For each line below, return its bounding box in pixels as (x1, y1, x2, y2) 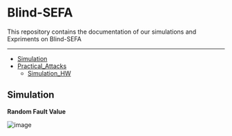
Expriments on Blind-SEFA (7, 34, 81, 43)
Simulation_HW (27, 69, 71, 77)
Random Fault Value (7, 107, 66, 115)
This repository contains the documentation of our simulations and (7, 27, 197, 36)
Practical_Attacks (17, 62, 67, 70)
